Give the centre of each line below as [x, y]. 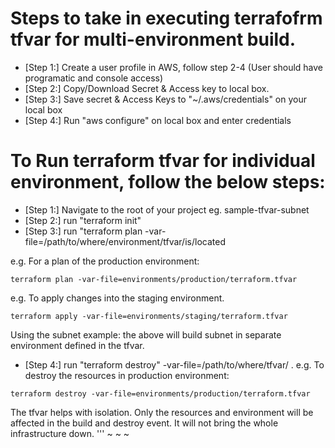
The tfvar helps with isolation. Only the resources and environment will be [162, 412]
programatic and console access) [94, 78]
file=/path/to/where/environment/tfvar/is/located [125, 241]
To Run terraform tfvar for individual [163, 161]
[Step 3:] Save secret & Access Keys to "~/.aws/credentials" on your [166, 99]
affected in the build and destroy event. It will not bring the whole [144, 423]
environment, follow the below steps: [168, 182]
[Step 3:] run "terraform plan [83, 231]
